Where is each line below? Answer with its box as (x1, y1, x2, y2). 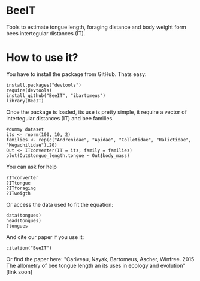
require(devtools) (6, 87, 52, 93)
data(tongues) (6, 212, 42, 219)
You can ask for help (6, 163, 57, 170)
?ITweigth (6, 190, 31, 197)
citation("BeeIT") (6, 245, 52, 251)
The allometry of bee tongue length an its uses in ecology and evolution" (6, 262, 186, 269)
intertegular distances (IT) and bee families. (6, 114, 114, 122)
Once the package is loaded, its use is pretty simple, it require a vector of (6, 108, 187, 116)
